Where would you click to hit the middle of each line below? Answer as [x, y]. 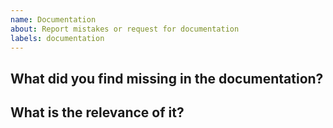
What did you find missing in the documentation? [167, 78]
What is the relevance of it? [97, 112]
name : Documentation [53, 19]
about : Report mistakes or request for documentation [125, 29]
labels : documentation [57, 38]
